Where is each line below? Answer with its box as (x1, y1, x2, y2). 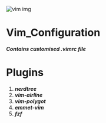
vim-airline (14, 91, 43, 98)
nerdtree (14, 85, 37, 92)
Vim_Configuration (6, 26, 101, 39)
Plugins (6, 66, 44, 79)
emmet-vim (14, 104, 44, 111)
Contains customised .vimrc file (6, 45, 87, 52)
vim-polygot (14, 97, 46, 105)
